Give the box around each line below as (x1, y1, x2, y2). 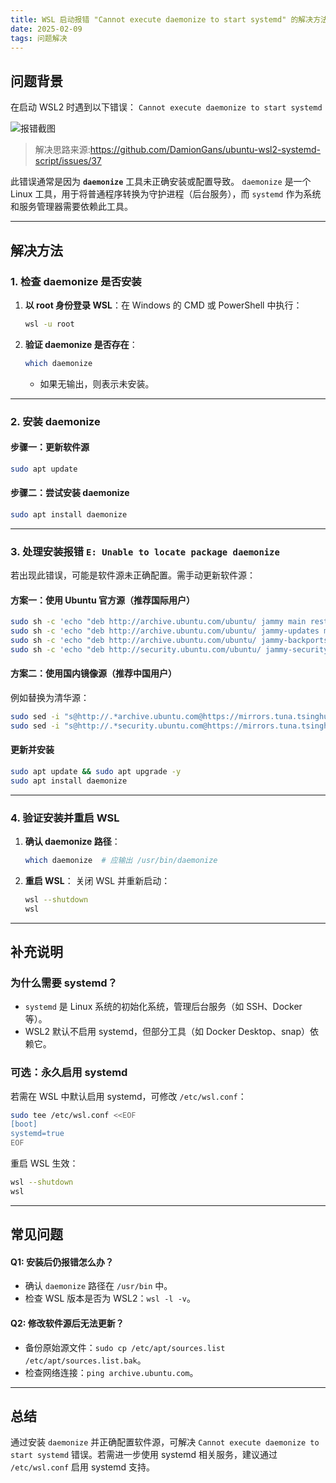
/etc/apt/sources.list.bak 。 (24, 1354, 147, 1366)
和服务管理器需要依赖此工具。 (10, 201, 133, 213)
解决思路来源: (34, 144, 91, 156)
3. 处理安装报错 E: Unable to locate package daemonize (10, 544, 280, 558)
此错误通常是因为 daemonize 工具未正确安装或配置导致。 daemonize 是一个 (10, 176, 312, 188)
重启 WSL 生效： (10, 1157, 79, 1170)
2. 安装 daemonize (10, 414, 101, 428)
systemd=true (10, 1129, 65, 1139)
